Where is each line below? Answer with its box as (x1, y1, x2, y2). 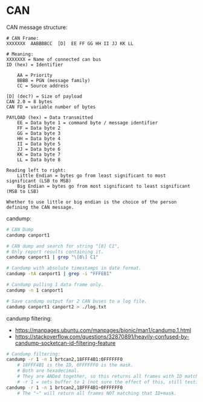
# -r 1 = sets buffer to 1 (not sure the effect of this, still (17, 378, 182, 385)
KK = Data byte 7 (17, 152, 61, 158)
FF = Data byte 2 (17, 125, 61, 131)
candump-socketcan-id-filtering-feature (14, 339, 116, 346)
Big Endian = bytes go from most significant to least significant (17, 183, 190, 189)
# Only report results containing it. (6, 249, 104, 255)
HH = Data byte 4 (17, 135, 61, 142)
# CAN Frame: (6, 35, 39, 41)
